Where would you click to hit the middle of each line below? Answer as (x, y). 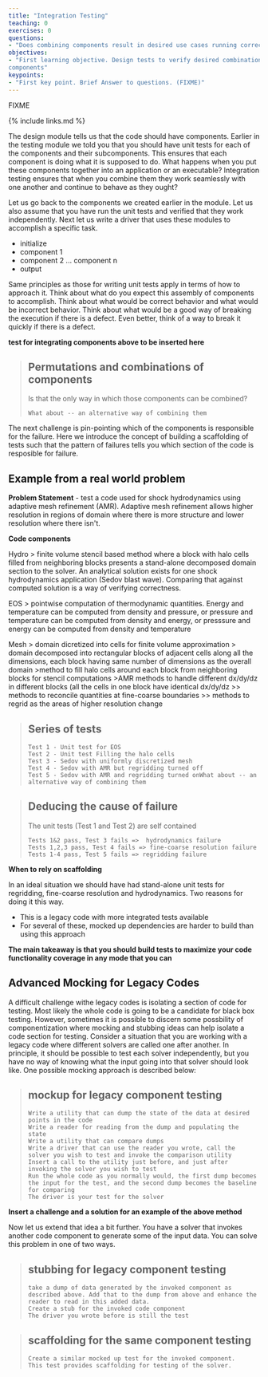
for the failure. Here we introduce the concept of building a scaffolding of (128, 436)
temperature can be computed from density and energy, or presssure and (130, 621)
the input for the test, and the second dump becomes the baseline (142, 1183)
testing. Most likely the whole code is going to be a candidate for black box (132, 1011)
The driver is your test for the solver (96, 1197)
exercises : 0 (30, 30)
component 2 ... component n (69, 260)
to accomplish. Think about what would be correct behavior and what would (133, 301)
